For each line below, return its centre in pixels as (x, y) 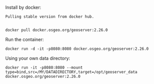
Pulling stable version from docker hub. (50, 17)
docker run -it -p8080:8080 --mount (44, 68)
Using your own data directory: (38, 58)
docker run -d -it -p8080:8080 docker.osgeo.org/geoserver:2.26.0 (77, 49)
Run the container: (25, 39)
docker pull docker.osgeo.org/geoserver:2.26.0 (57, 30)
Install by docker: (23, 7)
